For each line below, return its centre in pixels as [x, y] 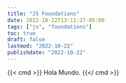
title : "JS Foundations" [43, 14]
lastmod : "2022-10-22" [40, 46]
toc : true [22, 33]
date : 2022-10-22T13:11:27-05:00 [56, 20]
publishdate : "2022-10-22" [47, 53]
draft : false [26, 40]
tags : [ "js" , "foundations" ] [50, 27]
